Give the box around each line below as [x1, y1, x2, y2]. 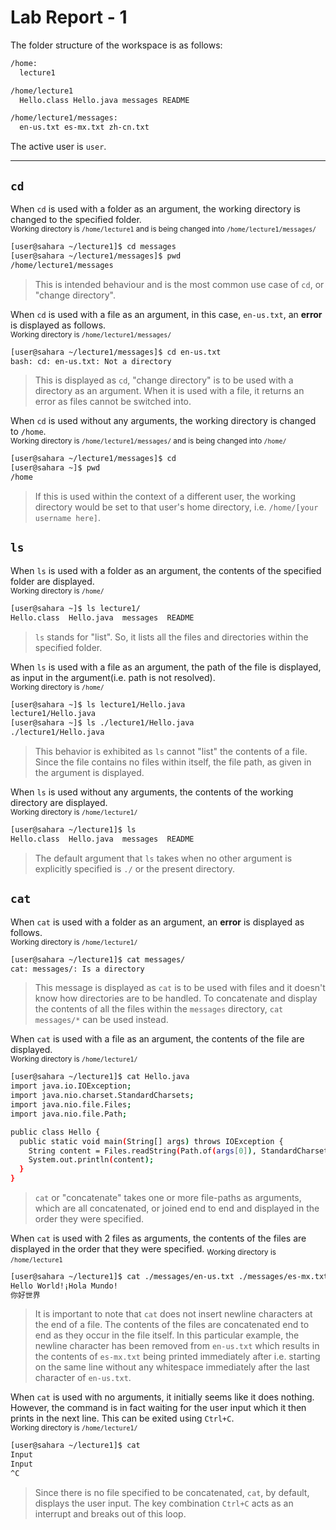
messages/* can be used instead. [34, 1014, 169, 1026]
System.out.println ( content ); [28, 1155, 155, 1165]
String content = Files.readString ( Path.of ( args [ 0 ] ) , [28, 1146, 257, 1156]
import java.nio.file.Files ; [10, 1100, 132, 1110]
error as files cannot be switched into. [34, 396, 192, 408]
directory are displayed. [10, 797, 108, 809]
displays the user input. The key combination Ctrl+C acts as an [34, 1497, 294, 1509]
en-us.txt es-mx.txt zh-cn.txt [19, 122, 150, 133]
